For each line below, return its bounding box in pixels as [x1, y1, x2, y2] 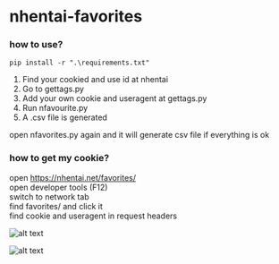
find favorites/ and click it [9, 200, 103, 211]
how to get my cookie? [9, 152, 110, 165]
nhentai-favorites [9, 6, 143, 27]
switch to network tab [9, 191, 89, 202]
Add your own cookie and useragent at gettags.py [21, 93, 207, 104]
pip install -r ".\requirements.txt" [9, 58, 150, 68]
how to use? [9, 38, 63, 51]
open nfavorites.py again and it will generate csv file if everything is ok [9, 130, 270, 141]
